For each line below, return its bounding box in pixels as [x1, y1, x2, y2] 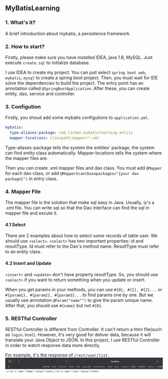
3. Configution [5, 103, 41, 110]
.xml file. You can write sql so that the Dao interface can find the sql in [5, 205, 150, 211]
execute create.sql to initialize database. [5, 60, 90, 66]
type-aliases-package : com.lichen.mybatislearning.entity [9, 130, 133, 135]
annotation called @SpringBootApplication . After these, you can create [5, 85, 150, 91]
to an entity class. [5, 249, 41, 255]
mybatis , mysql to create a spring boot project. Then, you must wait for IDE [5, 75, 158, 81]
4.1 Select [5, 222, 26, 228]
